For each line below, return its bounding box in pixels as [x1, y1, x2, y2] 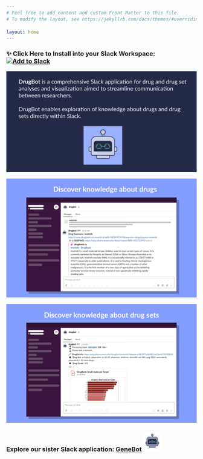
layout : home [6, 29, 39, 35]
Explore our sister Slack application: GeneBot [6, 445, 142, 454]
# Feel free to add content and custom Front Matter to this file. [6, 10, 180, 16]
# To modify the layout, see [6, 16, 80, 22]
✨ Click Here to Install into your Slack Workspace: [6, 50, 156, 58]
